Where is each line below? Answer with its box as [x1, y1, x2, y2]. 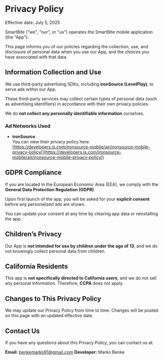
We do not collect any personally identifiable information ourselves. [5, 110, 145, 116]
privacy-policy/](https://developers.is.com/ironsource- [12, 149, 122, 155]
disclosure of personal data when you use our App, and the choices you [5, 49, 149, 55]
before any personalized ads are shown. [5, 201, 86, 207]
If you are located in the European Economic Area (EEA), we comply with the [5, 181, 159, 187]
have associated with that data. [5, 54, 68, 60]
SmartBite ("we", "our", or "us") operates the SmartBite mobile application [5, 29, 153, 35]
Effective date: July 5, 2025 [5, 20, 60, 25]
